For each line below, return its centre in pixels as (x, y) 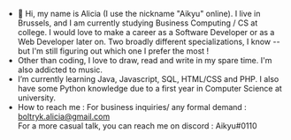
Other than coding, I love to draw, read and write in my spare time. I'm (145, 60)
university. (36, 98)
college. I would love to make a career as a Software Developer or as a (146, 32)
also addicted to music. (60, 70)
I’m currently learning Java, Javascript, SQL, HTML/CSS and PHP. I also (148, 79)
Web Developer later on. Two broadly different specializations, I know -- (149, 41)
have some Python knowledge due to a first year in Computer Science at (150, 88)
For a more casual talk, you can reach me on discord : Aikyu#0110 (138, 126)
